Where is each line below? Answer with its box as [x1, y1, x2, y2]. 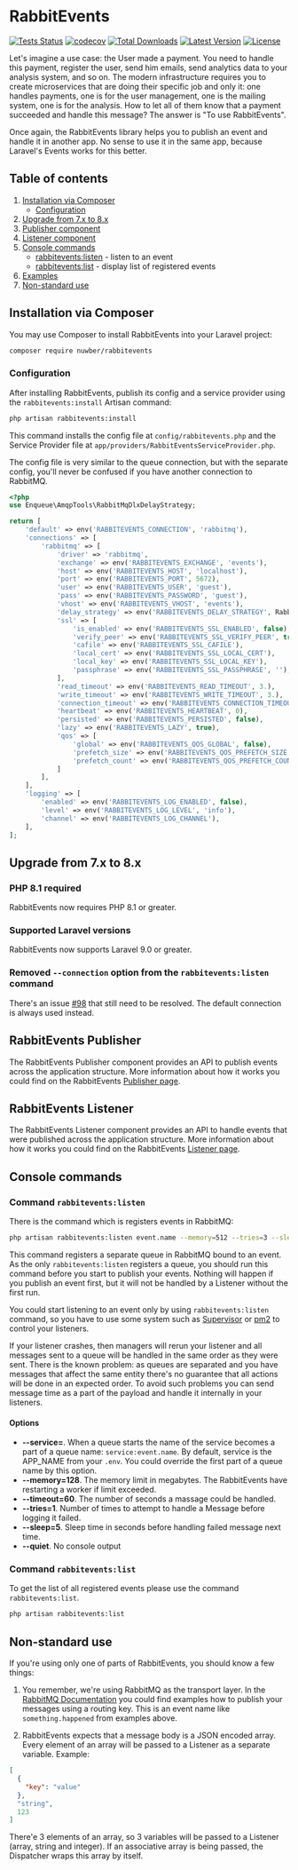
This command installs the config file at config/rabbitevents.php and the [9, 430, 277, 440]
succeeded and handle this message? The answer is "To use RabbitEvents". [9, 109, 286, 120]
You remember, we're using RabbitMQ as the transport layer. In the [21, 1684, 266, 1695]
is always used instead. [9, 1007, 95, 1018]
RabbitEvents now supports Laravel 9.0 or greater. [9, 944, 192, 955]
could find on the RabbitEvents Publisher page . [9, 1075, 181, 1086]
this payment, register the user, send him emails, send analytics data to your [9, 62, 288, 73]
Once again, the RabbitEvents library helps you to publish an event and [9, 126, 268, 137]
